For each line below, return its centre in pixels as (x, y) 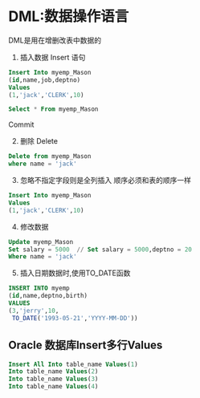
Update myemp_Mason (41, 242)
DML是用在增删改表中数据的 (55, 40)
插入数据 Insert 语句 (53, 57)
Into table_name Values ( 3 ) (53, 379)
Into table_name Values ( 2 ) (53, 372)
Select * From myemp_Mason (53, 109)
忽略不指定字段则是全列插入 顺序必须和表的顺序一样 (105, 181)
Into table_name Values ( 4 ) (53, 387)
